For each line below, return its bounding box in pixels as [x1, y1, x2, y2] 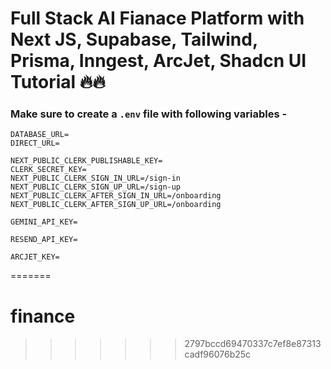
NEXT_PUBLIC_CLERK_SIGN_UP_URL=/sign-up [10, 182, 182, 192]
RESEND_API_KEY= [10, 235, 78, 245]
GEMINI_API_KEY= [10, 217, 78, 227]
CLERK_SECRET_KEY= [10, 165, 87, 175]
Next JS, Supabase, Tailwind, [10, 28, 258, 51]
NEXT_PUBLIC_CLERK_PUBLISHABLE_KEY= [10, 156, 163, 166]
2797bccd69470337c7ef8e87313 [184, 338, 322, 350]
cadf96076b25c [184, 348, 252, 361]
